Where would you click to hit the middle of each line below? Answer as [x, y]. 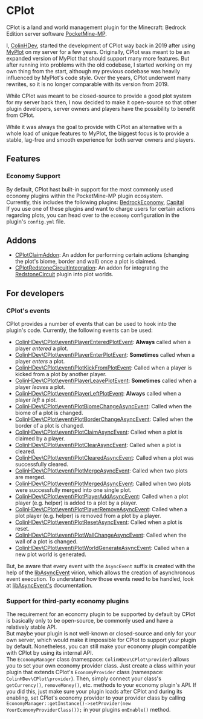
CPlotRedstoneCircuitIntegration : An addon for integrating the [92, 268]
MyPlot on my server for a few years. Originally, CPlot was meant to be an [98, 51]
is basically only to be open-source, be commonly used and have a [90, 621]
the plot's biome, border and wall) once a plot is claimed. [86, 262]
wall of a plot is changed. [46, 542]
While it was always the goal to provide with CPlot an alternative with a [94, 127]
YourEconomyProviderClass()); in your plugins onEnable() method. [89, 710]
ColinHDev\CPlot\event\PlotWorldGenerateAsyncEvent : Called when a [102, 548]
